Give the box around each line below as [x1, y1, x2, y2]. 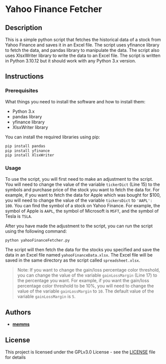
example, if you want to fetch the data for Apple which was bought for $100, [5, 192, 161, 198]
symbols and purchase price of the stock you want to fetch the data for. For [5, 186, 160, 193]
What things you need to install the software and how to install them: [5, 98, 146, 104]
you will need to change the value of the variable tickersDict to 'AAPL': [5, 197, 153, 203]
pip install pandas [5, 143, 46, 148]
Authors [5, 308, 31, 317]
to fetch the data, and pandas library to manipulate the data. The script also [5, 47, 160, 53]
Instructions [5, 72, 44, 81]
